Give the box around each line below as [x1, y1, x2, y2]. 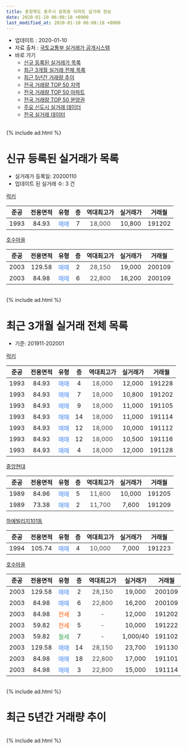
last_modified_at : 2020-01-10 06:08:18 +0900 [6, 20, 121, 26]
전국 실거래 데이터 [23, 111, 65, 118]
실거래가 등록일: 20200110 [14, 173, 77, 180]
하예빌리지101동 [6, 518, 43, 525]
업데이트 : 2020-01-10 [14, 37, 67, 44]
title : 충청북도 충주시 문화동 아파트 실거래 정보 [6, 8, 112, 15]
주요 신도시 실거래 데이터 [23, 103, 81, 111]
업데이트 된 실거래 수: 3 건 [14, 180, 75, 187]
